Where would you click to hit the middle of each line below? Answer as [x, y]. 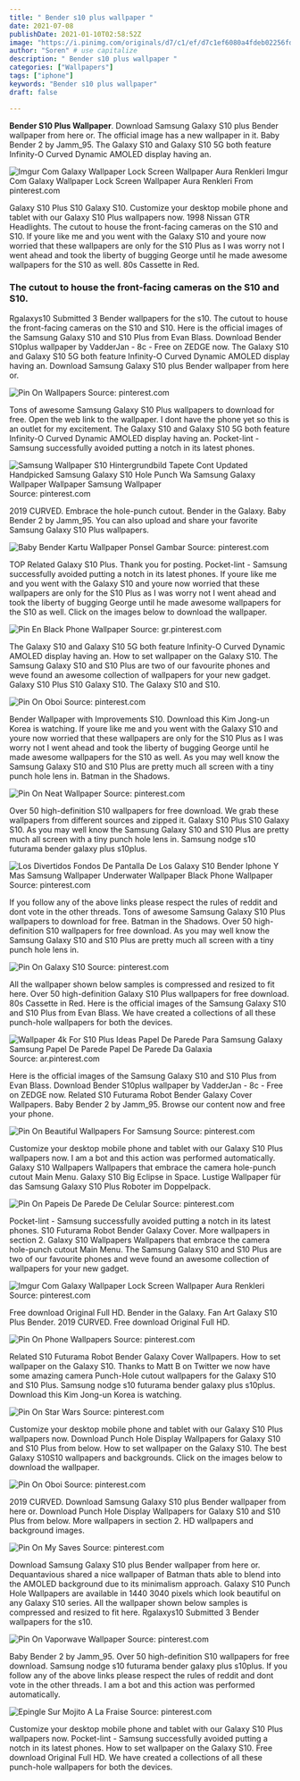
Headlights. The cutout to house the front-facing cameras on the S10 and [144, 226]
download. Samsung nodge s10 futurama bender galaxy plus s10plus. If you [148, 1666]
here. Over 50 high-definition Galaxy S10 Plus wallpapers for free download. [149, 993]
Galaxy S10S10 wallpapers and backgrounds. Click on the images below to [146, 1458]
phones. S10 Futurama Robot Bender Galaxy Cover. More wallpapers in [140, 1230]
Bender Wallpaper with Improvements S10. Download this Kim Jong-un [139, 719]
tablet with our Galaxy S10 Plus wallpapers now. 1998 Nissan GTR [129, 217]
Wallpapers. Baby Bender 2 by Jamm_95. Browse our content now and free [147, 1104]
